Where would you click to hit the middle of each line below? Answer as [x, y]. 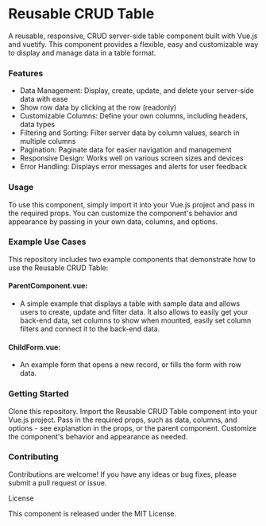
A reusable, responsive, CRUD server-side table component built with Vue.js [133, 36]
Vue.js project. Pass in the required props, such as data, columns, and [123, 420]
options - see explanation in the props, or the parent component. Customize [132, 428]
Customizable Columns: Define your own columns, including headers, [134, 116]
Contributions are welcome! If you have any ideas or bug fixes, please [122, 474]
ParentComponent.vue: [48, 286]
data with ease [44, 99]
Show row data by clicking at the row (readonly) [98, 107]
